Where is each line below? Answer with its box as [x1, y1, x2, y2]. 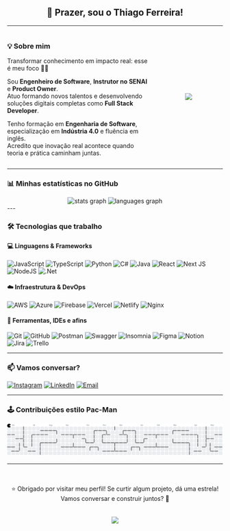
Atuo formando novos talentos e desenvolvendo [7, 92, 142, 100]
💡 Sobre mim [7, 41, 51, 51]
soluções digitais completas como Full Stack [7, 99, 133, 108]
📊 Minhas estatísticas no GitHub [7, 179, 118, 188]
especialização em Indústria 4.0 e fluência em [7, 127, 139, 136]
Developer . [7, 107, 39, 115]
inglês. [7, 134, 26, 143]
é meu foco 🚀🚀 [7, 64, 49, 73]
